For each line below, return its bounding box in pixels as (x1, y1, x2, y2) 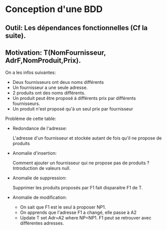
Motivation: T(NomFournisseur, (5, 48, 106, 57)
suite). (5, 31, 26, 40)
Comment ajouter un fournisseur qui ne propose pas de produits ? (12, 160, 149, 166)
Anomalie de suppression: (12, 175, 67, 181)
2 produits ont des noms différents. (12, 90, 86, 96)
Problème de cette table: (5, 116, 56, 122)
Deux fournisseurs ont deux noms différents (12, 79, 104, 85)
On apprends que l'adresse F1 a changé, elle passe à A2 (20, 209, 137, 215)
